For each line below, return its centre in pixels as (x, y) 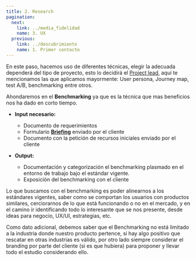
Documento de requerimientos (60, 125)
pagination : (21, 17)
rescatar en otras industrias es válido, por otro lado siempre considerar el (95, 239)
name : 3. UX (31, 33)
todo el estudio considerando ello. (47, 252)
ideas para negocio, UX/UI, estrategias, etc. (59, 215)
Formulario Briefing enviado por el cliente (74, 131)
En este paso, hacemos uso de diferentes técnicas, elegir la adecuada (91, 66)
